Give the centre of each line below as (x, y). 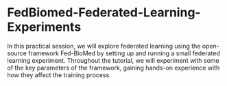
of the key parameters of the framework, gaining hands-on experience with (113, 68)
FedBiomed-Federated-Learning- (104, 13)
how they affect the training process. (59, 75)
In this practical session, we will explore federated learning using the (104, 46)
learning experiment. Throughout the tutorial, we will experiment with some (113, 60)
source (17, 53)
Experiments (44, 27)
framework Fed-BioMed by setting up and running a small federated (124, 53)
